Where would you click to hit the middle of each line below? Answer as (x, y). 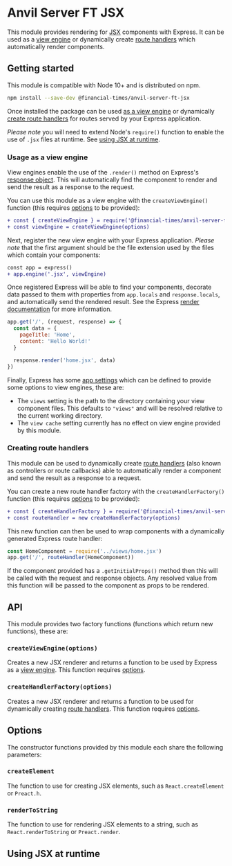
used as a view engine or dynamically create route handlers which (101, 39)
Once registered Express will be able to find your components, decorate (109, 287)
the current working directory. (60, 415)
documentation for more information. (60, 309)
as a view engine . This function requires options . (76, 670)
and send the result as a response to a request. (74, 478)
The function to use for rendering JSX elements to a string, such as (103, 824)
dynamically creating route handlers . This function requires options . (104, 709)
